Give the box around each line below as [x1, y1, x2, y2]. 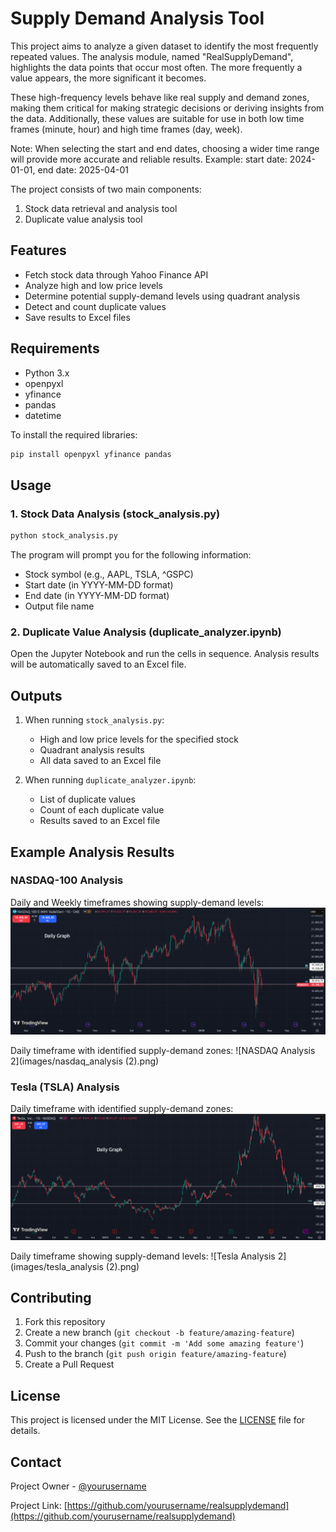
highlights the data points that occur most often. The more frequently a [10, 61, 303, 73]
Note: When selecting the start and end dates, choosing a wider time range [10, 142, 320, 154]
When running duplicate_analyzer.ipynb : [24, 774, 197, 786]
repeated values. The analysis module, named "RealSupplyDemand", [10, 50, 294, 62]
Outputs [10, 687, 63, 704]
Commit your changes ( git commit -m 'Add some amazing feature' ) [24, 1337, 305, 1349]
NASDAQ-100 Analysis [10, 873, 124, 887]
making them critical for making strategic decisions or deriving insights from [10, 102, 325, 114]
